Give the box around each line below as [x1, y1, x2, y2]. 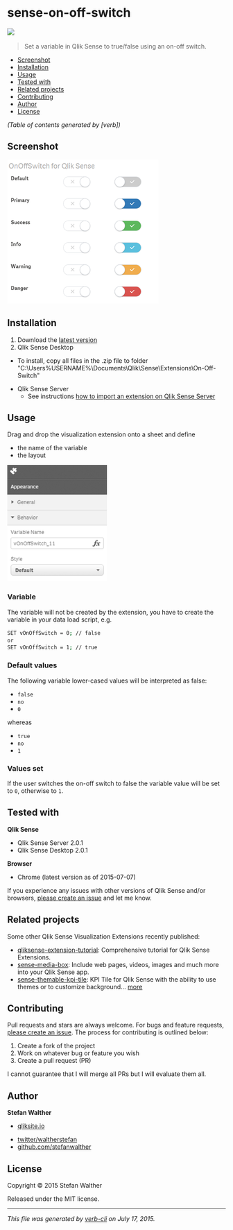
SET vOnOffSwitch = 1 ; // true [7, 644, 98, 651]
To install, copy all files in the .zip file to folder [17, 356, 148, 365]
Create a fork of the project [17, 1042, 96, 1050]
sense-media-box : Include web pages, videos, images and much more [17, 960, 220, 968]
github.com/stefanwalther [17, 1143, 92, 1151]
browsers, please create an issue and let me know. [7, 894, 153, 902]
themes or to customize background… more [17, 982, 143, 991]
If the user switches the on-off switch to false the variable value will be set [7, 779, 221, 787]
